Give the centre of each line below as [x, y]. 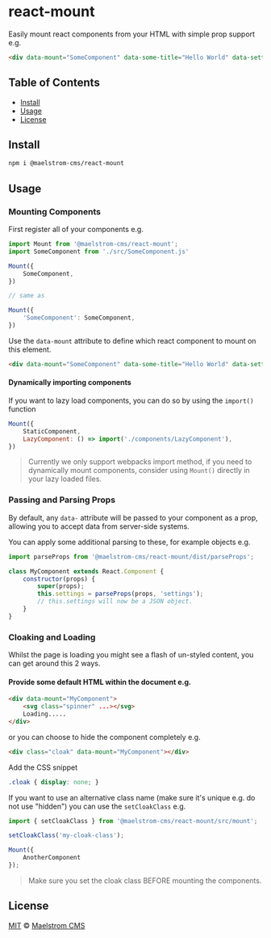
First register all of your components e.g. [76, 229]
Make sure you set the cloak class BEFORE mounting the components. [145, 881]
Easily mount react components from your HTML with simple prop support [132, 34]
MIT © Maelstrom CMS [47, 925]
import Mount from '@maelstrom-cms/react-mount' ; [94, 244]
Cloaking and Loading [52, 637]
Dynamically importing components [70, 382]
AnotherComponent [52, 858]
